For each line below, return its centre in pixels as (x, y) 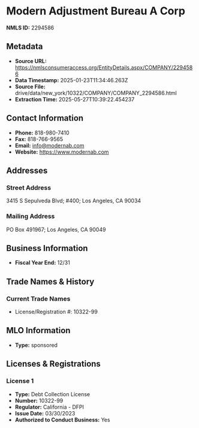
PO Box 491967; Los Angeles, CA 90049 (56, 229)
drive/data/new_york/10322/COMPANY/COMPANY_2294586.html (96, 93)
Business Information (47, 248)
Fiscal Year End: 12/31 (42, 263)
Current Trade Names (38, 298)
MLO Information (38, 330)
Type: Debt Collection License (52, 394)
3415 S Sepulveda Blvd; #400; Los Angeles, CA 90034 (74, 201)
